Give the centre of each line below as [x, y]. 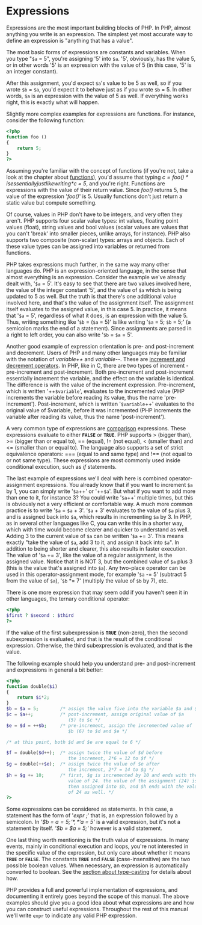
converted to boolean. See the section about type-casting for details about [99, 872]
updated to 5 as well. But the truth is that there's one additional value [91, 297]
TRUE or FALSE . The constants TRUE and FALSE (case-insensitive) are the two [98, 859]
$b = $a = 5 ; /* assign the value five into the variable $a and [99, 709]
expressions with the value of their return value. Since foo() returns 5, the [97, 190]
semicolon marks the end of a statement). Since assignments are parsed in [99, 329]
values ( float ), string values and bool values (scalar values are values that [97, 227]
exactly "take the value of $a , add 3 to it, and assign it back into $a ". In [93, 542]
